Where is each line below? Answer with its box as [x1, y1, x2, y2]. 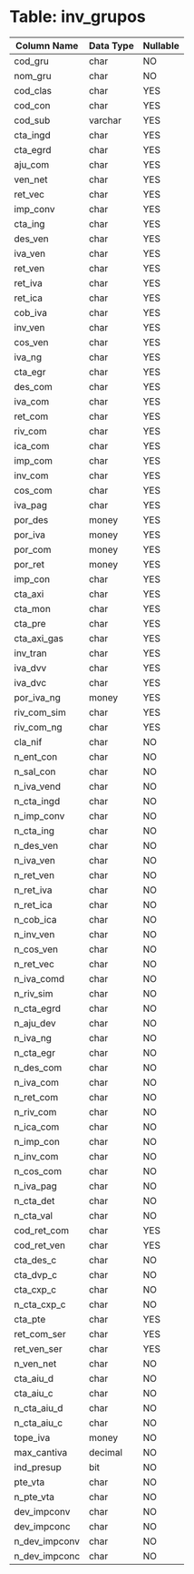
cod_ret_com [14, 1223, 70, 1236]
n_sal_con [14, 765, 56, 778]
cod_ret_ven [14, 1239, 66, 1252]
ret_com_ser [14, 1327, 66, 1340]
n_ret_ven [14, 868, 55, 881]
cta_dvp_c [14, 1268, 57, 1281]
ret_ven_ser [14, 1342, 63, 1354]
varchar [89, 114, 122, 127]
